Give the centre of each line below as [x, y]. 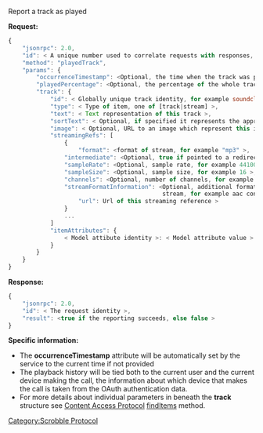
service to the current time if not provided [87, 364]
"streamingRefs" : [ [81, 136]
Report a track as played [48, 11]
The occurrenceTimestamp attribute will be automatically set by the [130, 355]
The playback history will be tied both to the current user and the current [137, 373]
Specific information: [43, 340]
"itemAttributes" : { [83, 231]
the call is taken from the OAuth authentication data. [103, 389]
